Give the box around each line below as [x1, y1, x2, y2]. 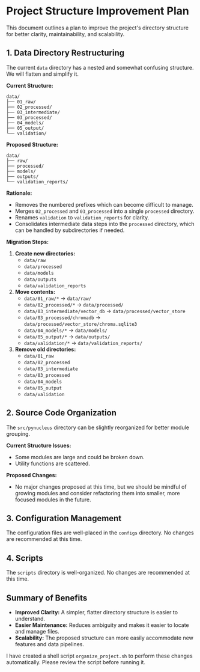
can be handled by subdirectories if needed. [14, 227, 125, 234]
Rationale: [6, 189, 32, 197]
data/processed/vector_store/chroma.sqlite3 [23, 321, 138, 327]
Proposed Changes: [6, 471, 57, 478]
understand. [14, 615, 46, 622]
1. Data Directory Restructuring [6, 48, 125, 58]
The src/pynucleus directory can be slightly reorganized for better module [6, 424, 189, 431]
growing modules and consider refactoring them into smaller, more [14, 489, 180, 496]
